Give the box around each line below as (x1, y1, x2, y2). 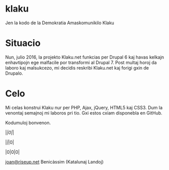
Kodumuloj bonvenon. (5, 120, 51, 126)
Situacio (5, 37, 41, 49)
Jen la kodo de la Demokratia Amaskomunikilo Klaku (5, 20, 115, 26)
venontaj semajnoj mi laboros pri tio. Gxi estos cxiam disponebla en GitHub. (5, 109, 163, 116)
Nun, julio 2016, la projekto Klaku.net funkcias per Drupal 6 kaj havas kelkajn (5, 54, 164, 60)
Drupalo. (5, 70, 24, 76)
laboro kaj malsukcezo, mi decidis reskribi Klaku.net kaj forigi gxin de (5, 65, 149, 71)
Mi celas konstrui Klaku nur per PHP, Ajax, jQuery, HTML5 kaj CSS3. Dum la (5, 104, 163, 110)
